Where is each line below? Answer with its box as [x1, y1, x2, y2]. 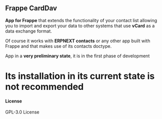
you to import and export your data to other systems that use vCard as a [5, 23, 155, 29]
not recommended [5, 81, 84, 92]
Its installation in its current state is [5, 70, 155, 82]
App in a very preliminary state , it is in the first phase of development [5, 53, 150, 59]
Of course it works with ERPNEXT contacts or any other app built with [5, 38, 150, 44]
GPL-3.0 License [5, 109, 40, 115]
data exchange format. [5, 28, 52, 34]
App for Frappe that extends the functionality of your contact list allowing [5, 17, 157, 23]
